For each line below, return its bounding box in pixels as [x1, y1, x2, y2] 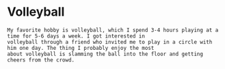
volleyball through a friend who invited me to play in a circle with [7, 38, 213, 45]
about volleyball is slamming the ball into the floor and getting [7, 51, 204, 57]
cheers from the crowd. [7, 56, 75, 64]
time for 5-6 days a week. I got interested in [7, 32, 146, 40]
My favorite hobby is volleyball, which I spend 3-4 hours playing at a [7, 27, 219, 33]
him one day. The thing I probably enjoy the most [7, 44, 155, 51]
